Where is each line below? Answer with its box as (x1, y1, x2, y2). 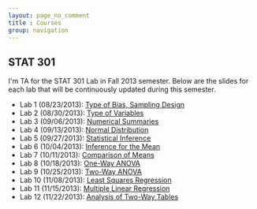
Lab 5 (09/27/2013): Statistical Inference (19, 133, 151, 143)
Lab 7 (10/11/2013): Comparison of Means (19, 151, 155, 160)
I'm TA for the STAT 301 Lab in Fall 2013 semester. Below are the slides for (8, 77, 249, 86)
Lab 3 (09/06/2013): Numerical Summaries (19, 117, 159, 126)
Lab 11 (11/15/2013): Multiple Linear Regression (19, 184, 170, 193)
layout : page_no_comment (8, 11, 90, 20)
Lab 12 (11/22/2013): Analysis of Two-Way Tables (19, 192, 179, 202)
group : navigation (8, 26, 69, 34)
